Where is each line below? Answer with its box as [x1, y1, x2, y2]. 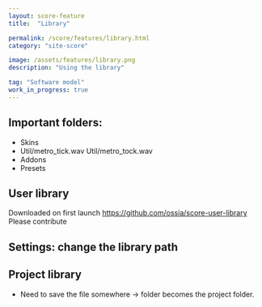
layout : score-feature [8, 11, 85, 20]
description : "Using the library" [8, 64, 125, 72]
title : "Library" [8, 19, 70, 28]
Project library [8, 268, 82, 282]
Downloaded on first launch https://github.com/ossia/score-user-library [8, 208, 248, 218]
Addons [19, 155, 47, 164]
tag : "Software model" [8, 79, 85, 87]
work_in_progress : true [8, 86, 89, 94]
